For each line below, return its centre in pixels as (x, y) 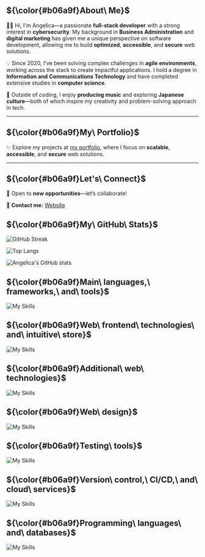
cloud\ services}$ (41, 489)
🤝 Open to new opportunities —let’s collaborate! (67, 193)
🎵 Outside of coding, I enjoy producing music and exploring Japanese (95, 94)
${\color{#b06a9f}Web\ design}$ (72, 412)
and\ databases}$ (41, 532)
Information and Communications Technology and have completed (92, 76)
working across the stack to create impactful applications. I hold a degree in (102, 69)
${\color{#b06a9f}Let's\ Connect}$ (76, 179)
